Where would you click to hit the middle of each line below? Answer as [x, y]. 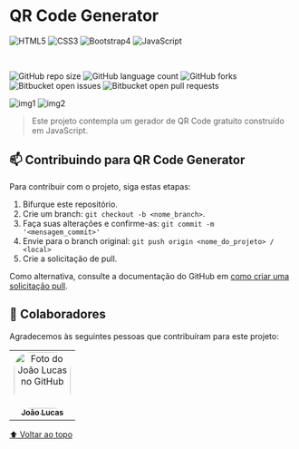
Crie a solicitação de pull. [70, 259]
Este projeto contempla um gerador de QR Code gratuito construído [158, 121]
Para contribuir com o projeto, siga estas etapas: [100, 186]
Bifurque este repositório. [70, 204]
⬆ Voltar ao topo [41, 434]
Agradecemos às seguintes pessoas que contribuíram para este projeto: [144, 336]
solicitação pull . [39, 286]
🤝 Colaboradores [58, 314]
